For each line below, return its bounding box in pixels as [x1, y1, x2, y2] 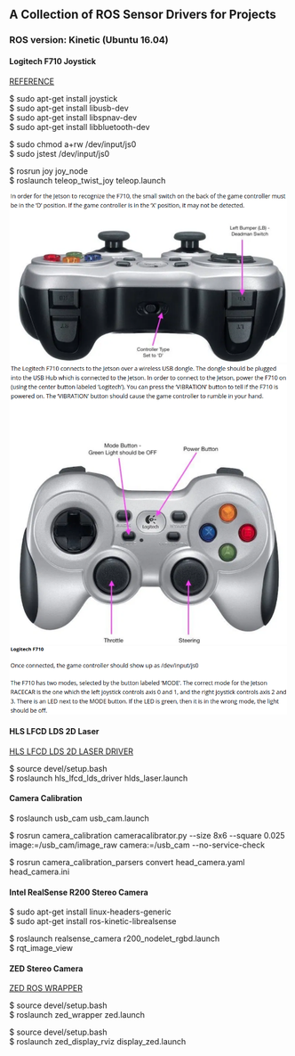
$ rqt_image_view [9, 943, 74, 954]
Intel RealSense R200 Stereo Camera [9, 887, 148, 897]
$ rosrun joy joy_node [9, 165, 89, 176]
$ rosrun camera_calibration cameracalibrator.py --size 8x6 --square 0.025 [9, 830, 286, 840]
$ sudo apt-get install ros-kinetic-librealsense [9, 916, 177, 927]
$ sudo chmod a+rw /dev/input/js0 [9, 138, 137, 150]
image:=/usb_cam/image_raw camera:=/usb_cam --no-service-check [9, 839, 265, 850]
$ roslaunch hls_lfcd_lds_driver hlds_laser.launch [9, 773, 188, 783]
